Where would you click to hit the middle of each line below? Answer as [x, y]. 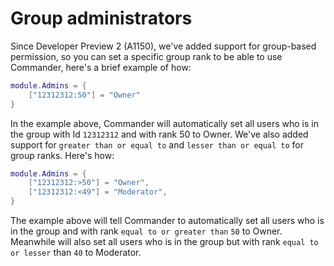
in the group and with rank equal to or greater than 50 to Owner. [146, 231]
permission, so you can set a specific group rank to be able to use [146, 56]
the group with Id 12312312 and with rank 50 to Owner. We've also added [159, 134]
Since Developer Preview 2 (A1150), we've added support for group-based [163, 46]
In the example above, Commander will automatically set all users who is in [164, 123]
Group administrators [101, 18]
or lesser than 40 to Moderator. [76, 253]
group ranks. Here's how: [62, 155]
